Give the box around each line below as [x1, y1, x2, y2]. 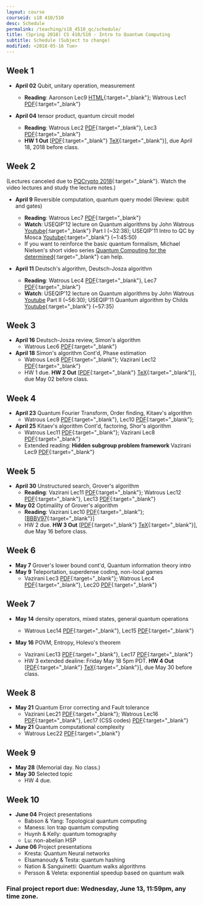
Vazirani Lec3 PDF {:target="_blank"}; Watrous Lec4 [24, 574, 154, 582]
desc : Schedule [6, 20, 45, 26]
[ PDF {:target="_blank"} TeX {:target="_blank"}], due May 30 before [24, 664, 193, 671]
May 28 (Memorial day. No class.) [15, 764, 101, 771]
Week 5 [6, 466, 35, 477]
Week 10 [6, 794, 40, 805]
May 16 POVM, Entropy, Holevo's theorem [15, 639, 121, 646]
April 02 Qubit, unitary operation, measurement [15, 82, 135, 89]
